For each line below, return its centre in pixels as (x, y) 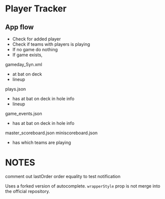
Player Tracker (36, 9)
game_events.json (24, 113)
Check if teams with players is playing (51, 44)
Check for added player (37, 39)
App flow (19, 27)
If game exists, (27, 55)
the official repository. (28, 191)
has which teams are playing (41, 143)
